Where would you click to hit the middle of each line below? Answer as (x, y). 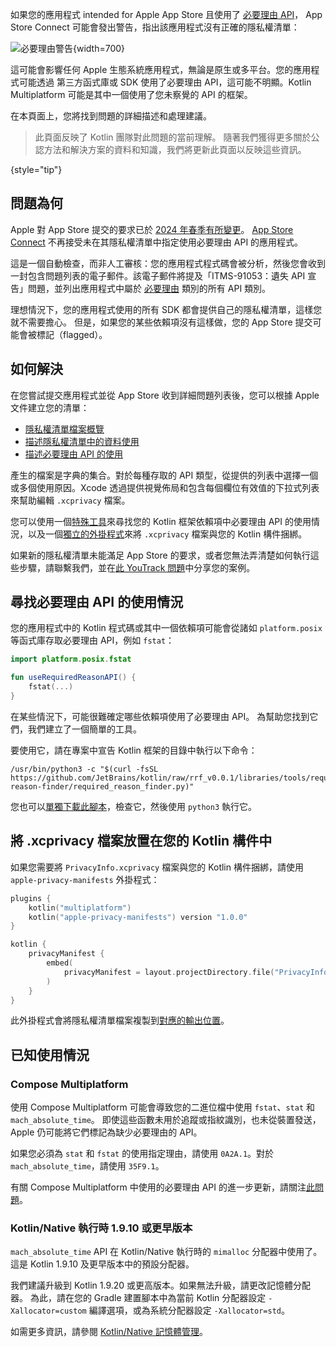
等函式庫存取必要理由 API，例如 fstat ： (92, 640)
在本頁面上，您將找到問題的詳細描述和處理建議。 (111, 116)
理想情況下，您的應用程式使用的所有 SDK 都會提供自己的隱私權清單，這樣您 (166, 309)
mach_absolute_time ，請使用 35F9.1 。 (87, 1166)
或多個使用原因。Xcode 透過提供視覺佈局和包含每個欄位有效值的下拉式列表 (165, 487)
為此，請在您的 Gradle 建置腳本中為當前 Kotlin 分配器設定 (148, 1298)
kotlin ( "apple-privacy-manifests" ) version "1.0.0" (138, 917)
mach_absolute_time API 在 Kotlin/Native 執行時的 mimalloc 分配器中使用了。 (166, 1252)
